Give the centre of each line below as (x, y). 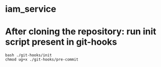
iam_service (31, 9)
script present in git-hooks (61, 42)
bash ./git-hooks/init (28, 55)
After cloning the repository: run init (81, 32)
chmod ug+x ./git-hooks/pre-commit (42, 60)
